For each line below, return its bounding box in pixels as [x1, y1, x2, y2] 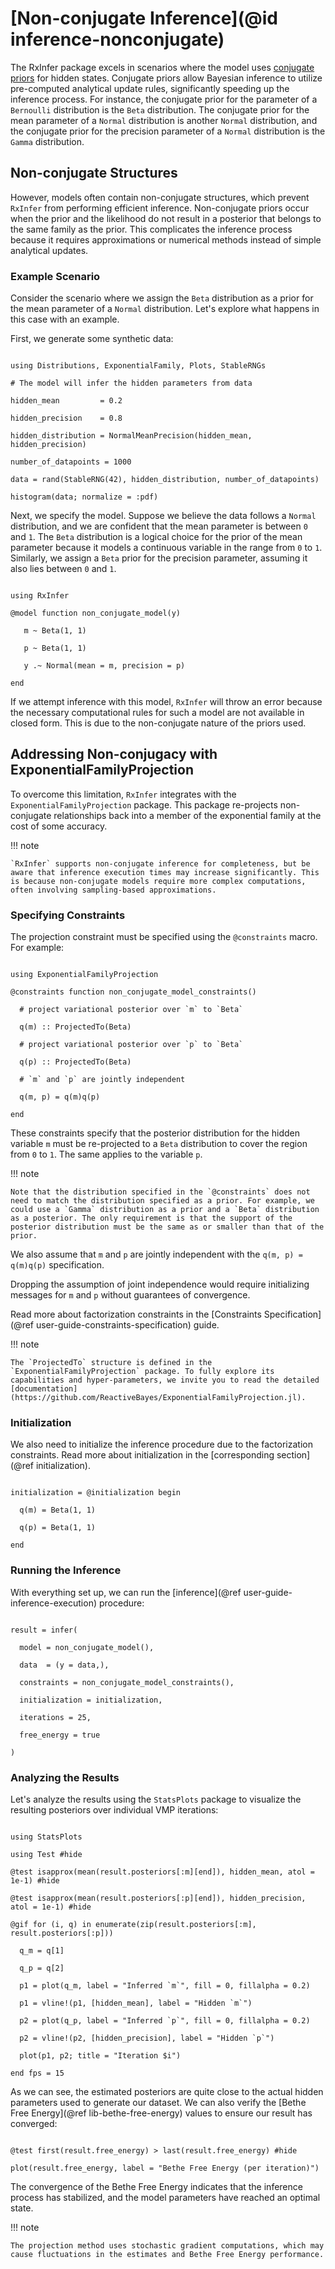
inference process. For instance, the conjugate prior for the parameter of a [10, 93, 318, 105]
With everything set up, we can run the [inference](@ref [10, 1586, 242, 1598]
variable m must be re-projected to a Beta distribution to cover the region [10, 1138, 308, 1150]
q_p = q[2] [19, 1963, 65, 1974]
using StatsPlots [10, 1832, 83, 1842]
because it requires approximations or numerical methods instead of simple [10, 233, 322, 246]
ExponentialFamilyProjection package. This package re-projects [10, 798, 278, 811]
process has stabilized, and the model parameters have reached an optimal [10, 2192, 321, 2204]
